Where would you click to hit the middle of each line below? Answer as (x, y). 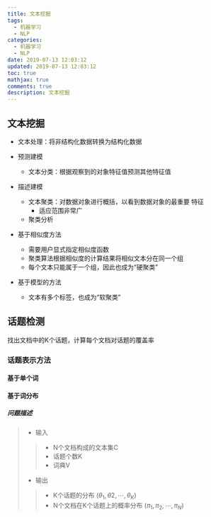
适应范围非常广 (61, 210)
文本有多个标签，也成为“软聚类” (74, 297)
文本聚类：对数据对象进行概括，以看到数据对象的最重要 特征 (116, 202)
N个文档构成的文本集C (86, 447)
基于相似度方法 (39, 234)
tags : (15, 21)
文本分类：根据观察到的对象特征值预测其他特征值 (99, 171)
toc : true (22, 73)
